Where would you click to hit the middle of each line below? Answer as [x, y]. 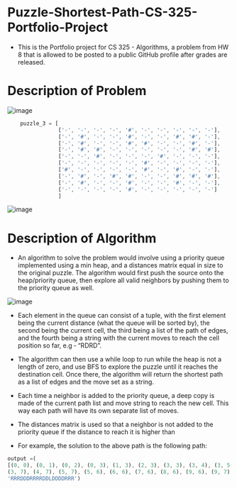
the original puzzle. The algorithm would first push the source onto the [121, 273]
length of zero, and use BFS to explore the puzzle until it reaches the [118, 367]
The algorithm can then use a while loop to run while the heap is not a [120, 360]
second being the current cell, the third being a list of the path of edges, [123, 331]
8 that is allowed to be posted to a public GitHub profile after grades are [122, 55]
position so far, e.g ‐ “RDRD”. [59, 345]
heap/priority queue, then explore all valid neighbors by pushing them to [123, 280]
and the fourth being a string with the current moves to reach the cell [118, 338]
